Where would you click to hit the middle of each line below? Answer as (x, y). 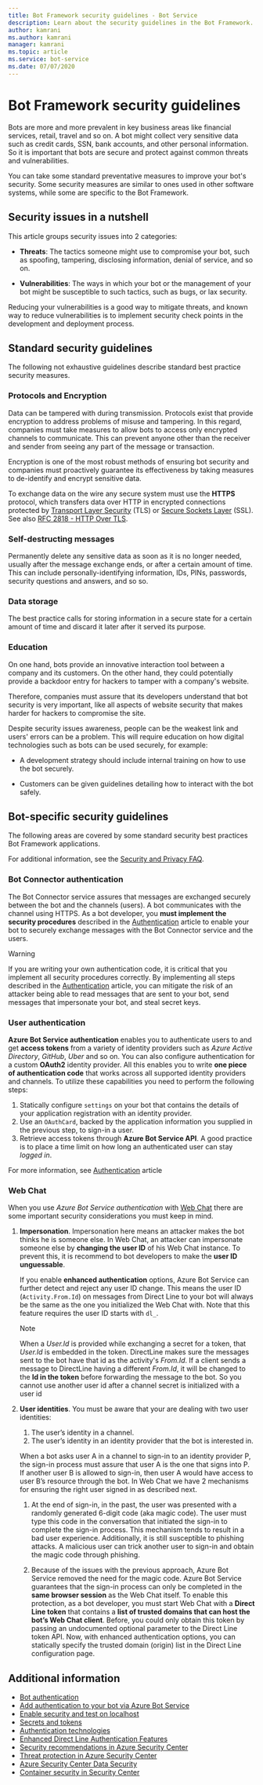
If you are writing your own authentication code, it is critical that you (118, 969)
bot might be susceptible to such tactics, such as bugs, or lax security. (133, 291)
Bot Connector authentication (66, 879)
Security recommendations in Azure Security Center (104, 1747)
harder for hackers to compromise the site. (77, 713)
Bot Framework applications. (54, 844)
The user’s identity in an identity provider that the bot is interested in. (142, 1441)
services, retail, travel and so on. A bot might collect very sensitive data (123, 135)
